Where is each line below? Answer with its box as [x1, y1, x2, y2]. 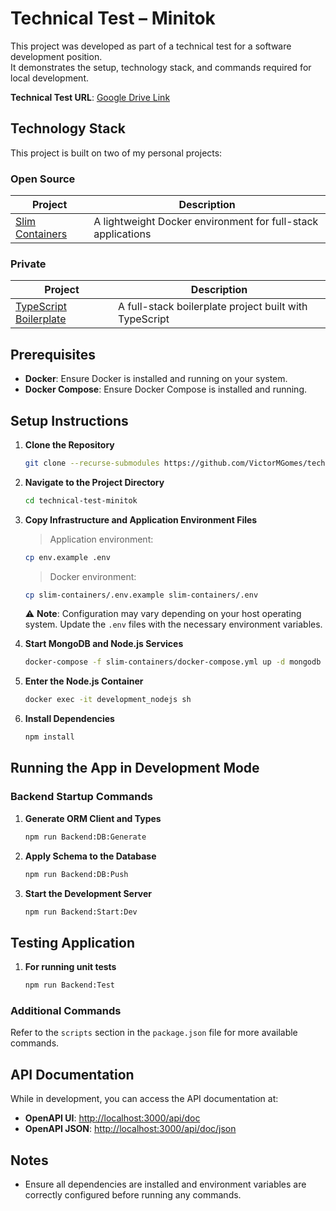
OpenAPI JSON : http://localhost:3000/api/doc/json [24, 1123, 237, 1135]
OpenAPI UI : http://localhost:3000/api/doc [24, 1112, 201, 1124]
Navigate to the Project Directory [24, 476, 165, 488]
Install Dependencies [24, 713, 115, 725]
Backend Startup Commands [10, 790, 153, 804]
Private [10, 257, 47, 271]
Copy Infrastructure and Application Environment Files [24, 513, 258, 526]
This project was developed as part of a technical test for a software [10, 40, 292, 52]
